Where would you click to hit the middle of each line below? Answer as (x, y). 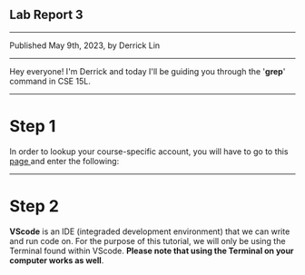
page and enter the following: (64, 161)
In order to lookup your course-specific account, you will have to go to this (149, 151)
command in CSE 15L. (50, 81)
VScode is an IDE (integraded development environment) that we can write (150, 231)
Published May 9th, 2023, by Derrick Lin (85, 45)
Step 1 (33, 126)
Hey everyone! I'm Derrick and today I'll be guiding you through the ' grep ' (148, 71)
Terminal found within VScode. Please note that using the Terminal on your (152, 250)
